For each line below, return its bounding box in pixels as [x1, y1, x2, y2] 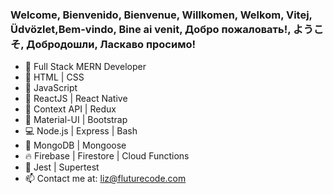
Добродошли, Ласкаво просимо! [26, 37, 197, 51]
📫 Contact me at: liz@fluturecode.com [24, 173, 187, 185]
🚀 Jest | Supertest [24, 161, 100, 173]
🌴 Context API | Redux [24, 103, 117, 115]
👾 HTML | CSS [24, 71, 85, 83]
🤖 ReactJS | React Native [24, 93, 128, 105]
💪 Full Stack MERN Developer [24, 61, 147, 73]
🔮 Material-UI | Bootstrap [24, 114, 128, 126]
